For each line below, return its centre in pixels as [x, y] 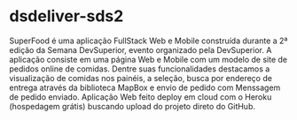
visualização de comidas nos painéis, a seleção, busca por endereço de [141, 78]
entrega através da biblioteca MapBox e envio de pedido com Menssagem [145, 87]
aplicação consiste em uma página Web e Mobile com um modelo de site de [148, 59]
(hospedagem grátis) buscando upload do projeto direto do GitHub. [132, 106]
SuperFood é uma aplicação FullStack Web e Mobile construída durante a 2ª [148, 41]
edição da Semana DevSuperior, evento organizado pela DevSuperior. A [141, 49]
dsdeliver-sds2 [66, 16]
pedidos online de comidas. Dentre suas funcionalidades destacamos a [140, 69]
